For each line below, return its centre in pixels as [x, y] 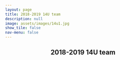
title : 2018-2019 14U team [33, 14]
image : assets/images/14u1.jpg [37, 23]
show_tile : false [23, 28]
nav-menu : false [22, 32]
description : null [24, 19]
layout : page [19, 10]
